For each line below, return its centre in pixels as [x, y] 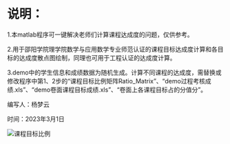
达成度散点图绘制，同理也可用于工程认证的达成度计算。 [97, 58]
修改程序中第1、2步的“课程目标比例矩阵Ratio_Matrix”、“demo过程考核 [106, 81]
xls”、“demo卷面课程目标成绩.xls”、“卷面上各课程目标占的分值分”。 [111, 90]
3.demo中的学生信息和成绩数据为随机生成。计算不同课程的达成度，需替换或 [114, 72]
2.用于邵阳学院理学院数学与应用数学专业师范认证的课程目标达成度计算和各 [113, 49]
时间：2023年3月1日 [36, 119]
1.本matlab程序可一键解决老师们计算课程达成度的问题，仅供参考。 [101, 34]
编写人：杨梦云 [28, 104]
